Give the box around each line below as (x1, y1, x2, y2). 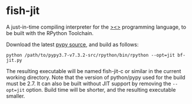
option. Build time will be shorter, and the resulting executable (26, 86, 176, 93)
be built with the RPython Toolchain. (6, 29, 94, 36)
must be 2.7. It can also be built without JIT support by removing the (6, 80, 171, 87)
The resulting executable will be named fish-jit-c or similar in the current (6, 67, 181, 74)
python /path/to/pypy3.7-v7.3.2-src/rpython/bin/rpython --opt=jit (6, 52, 176, 58)
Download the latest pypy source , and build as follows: (6, 41, 139, 48)
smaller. (6, 92, 25, 99)
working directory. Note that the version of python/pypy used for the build (6, 74, 186, 81)
